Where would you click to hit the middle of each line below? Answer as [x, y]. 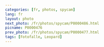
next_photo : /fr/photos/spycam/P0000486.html [52, 23]
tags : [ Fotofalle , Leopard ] [34, 37]
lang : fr [14, 14]
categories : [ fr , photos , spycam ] [40, 10]
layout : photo [20, 19]
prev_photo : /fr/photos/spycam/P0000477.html [52, 32]
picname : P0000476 [24, 28]
